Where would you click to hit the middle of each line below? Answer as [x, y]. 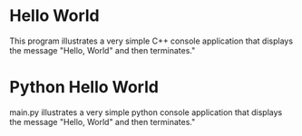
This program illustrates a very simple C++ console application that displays [151, 41]
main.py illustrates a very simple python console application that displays [146, 112]
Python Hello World [84, 87]
